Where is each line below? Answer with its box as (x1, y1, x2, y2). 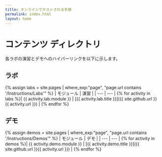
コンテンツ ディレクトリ (5, 39, 101, 50)
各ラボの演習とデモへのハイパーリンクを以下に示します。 (5, 56, 121, 61)
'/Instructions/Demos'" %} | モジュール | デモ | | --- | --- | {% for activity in (5, 135, 155, 141)
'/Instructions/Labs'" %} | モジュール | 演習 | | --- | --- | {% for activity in (5, 91, 151, 97)
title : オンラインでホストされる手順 (5, 7, 72, 12)
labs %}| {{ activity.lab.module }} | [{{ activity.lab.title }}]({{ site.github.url (5, 96, 153, 102)
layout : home (5, 16, 32, 21)
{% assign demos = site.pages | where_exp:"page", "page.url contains (5, 130, 147, 136)
